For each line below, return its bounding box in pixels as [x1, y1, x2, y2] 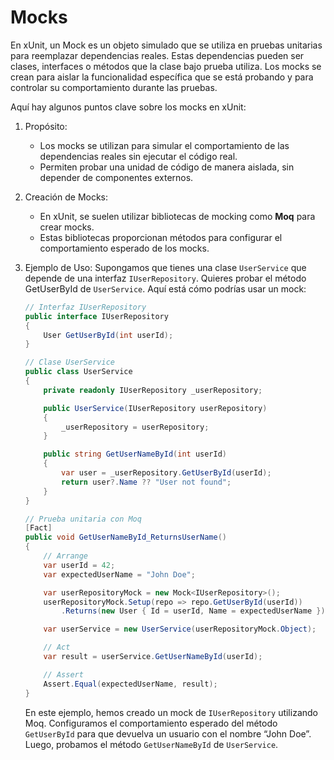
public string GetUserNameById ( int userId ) [43, 449, 228, 460]
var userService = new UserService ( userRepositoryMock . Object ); [43, 624, 317, 635]
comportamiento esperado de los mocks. [39, 242, 210, 254]
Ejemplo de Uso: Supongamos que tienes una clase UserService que [24, 261, 307, 273]
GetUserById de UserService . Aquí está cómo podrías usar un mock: [24, 282, 307, 295]
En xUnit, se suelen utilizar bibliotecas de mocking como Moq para [39, 210, 316, 222]
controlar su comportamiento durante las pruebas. [10, 81, 218, 93]
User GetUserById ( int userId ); [43, 330, 174, 340]
